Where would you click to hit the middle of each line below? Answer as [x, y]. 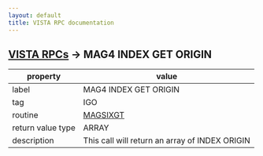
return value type [44, 128]
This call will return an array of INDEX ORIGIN [167, 140]
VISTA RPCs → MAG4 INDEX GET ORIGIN [110, 54]
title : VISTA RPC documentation [61, 23]
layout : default [35, 15]
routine [25, 115]
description [33, 140]
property [44, 77]
